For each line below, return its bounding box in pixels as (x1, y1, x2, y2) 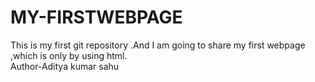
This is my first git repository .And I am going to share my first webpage (10, 39, 306, 51)
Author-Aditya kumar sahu (10, 60, 120, 72)
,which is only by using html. (10, 49, 128, 61)
